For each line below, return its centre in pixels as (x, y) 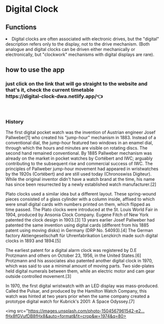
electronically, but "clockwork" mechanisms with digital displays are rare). (80, 54)
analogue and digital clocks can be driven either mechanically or (71, 49)
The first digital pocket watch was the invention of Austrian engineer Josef (81, 132)
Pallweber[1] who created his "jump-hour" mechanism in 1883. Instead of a (81, 137)
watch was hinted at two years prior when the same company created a (78, 296)
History (15, 122)
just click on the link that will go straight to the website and (77, 84)
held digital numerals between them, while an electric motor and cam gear (80, 271)
